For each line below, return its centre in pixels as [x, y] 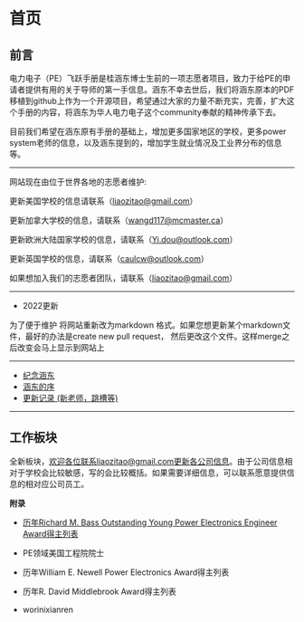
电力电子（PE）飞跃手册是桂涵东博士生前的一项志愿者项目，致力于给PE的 [146, 78]
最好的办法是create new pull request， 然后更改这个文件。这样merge [153, 336]
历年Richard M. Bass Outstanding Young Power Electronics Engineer [150, 522]
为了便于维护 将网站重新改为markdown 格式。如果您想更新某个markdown [146, 325]
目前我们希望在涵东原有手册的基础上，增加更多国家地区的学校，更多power [148, 131]
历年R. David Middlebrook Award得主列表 [99, 591]
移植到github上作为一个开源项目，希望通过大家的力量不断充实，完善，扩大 [148, 101]
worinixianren [48, 609]
